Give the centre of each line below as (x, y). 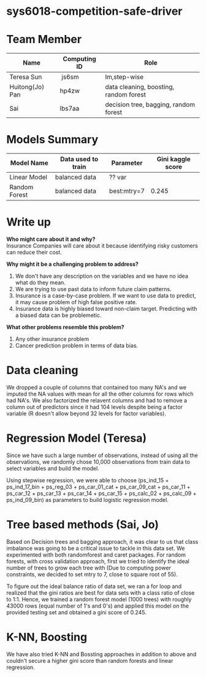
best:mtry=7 (127, 191)
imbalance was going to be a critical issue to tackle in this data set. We (96, 548)
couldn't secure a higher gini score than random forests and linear (90, 660)
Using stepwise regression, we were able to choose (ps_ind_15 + (88, 480)
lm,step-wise (124, 77)
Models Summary (52, 140)
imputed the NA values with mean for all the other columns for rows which (100, 394)
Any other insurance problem (52, 339)
